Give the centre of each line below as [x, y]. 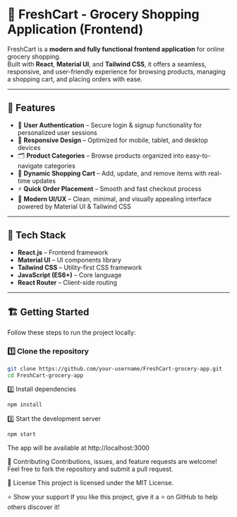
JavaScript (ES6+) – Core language [69, 274]
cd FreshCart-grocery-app [45, 375]
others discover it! [34, 507]
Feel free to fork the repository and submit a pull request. [90, 469]
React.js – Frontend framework [63, 252]
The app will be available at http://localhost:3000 [79, 448]
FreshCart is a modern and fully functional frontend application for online [116, 49]
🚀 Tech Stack [37, 235]
